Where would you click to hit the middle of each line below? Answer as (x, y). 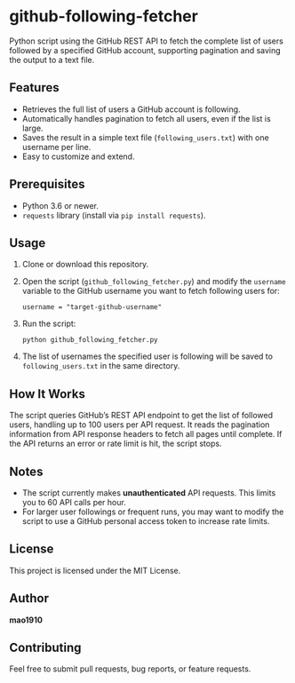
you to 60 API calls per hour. (74, 502)
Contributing (45, 648)
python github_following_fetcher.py (90, 340)
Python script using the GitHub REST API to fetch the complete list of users (147, 41)
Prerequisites (47, 184)
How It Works (48, 394)
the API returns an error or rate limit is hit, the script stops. (116, 444)
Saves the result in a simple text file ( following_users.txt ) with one (145, 137)
